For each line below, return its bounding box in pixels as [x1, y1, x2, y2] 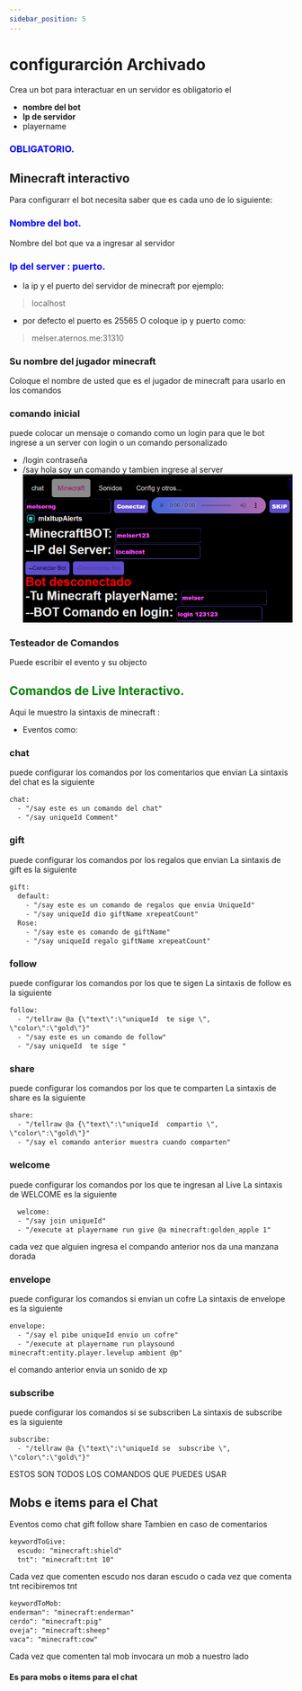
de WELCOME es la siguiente [9, 1188, 118, 1199]
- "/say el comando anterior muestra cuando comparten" [17, 1138, 231, 1147]
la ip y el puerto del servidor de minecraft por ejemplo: [22, 280, 225, 291]
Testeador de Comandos [9, 636, 120, 649]
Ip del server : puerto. [9, 260, 106, 272]
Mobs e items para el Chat [9, 1495, 159, 1510]
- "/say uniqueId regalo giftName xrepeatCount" [25, 936, 211, 946]
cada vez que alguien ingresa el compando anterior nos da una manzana [9, 1241, 279, 1251]
